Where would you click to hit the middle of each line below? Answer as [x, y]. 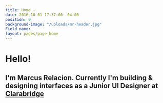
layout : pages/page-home [32, 34]
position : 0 [18, 19]
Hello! [18, 59]
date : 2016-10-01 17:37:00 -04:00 [42, 15]
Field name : [18, 29]
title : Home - [21, 10]
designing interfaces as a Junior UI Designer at [82, 85]
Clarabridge [25, 94]
